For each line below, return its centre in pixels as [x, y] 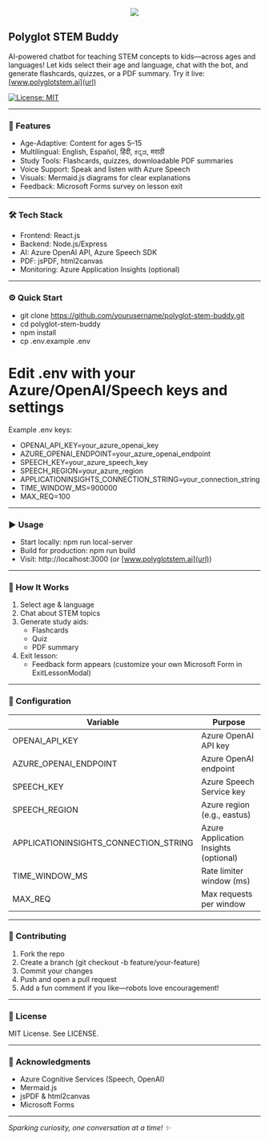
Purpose [229, 722]
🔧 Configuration [40, 701]
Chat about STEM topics [60, 613]
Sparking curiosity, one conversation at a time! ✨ [90, 1128]
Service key [223, 791]
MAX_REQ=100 [45, 496]
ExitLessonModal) [62, 673]
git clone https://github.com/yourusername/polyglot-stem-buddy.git [132, 315]
